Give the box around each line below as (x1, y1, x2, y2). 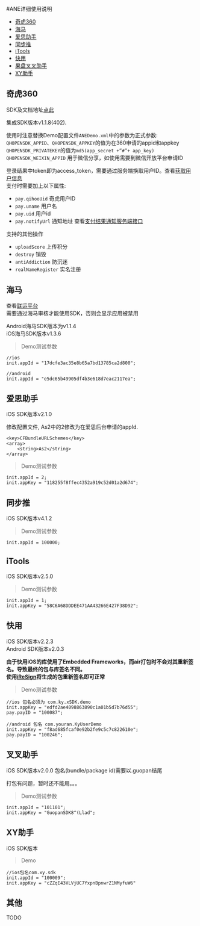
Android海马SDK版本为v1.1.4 (6, 322, 77, 329)
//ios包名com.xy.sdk (6, 869, 56, 875)
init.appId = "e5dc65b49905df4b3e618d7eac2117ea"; (6, 376, 136, 382)
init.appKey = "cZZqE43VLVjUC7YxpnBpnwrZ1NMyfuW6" (6, 880, 136, 886)
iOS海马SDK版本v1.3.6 (6, 330, 61, 337)
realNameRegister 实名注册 (14, 266, 81, 273)
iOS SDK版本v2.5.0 (6, 573, 54, 580)
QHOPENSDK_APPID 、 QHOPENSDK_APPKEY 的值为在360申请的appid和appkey (6, 139, 180, 146)
